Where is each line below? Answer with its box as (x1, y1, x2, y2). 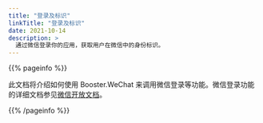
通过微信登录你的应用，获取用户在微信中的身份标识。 (15, 42, 165, 50)
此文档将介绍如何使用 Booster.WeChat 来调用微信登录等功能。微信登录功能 (8, 80, 255, 89)
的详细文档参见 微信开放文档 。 (8, 89, 106, 100)
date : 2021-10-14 (8, 26, 66, 34)
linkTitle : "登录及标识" (8, 19, 86, 27)
